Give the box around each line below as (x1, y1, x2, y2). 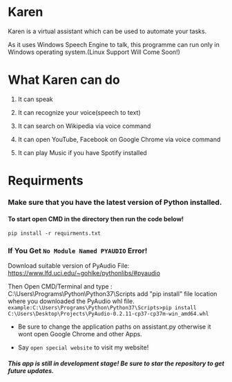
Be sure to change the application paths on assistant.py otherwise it (17, 322, 211, 331)
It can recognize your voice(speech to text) (17, 108, 141, 116)
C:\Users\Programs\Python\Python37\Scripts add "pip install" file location (8, 290, 217, 298)
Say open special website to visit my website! (17, 343, 149, 352)
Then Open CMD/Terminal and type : (8, 282, 113, 291)
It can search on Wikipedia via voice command (17, 122, 151, 130)
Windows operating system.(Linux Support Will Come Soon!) (8, 48, 180, 56)
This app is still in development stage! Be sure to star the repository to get (8, 359, 225, 367)
